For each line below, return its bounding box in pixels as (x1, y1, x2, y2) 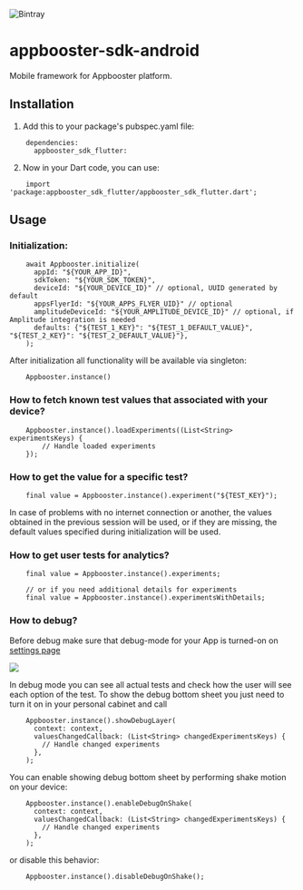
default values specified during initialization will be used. (9, 526, 221, 537)
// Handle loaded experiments (42, 441, 156, 451)
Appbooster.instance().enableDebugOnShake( (25, 798, 193, 807)
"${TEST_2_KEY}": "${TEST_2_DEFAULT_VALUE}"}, (9, 331, 189, 340)
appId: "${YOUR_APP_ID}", (33, 268, 132, 277)
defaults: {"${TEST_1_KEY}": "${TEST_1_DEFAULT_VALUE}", (33, 323, 254, 333)
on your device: (9, 781, 68, 792)
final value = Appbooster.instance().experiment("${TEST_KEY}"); (25, 491, 279, 501)
